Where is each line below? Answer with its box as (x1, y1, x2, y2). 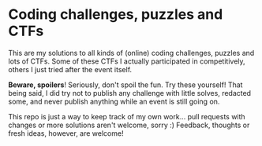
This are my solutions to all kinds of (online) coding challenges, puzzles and (8, 48, 255, 57)
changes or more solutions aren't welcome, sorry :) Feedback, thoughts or (8, 120, 250, 130)
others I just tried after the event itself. (8, 64, 133, 74)
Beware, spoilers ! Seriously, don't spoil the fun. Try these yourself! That (8, 80, 243, 89)
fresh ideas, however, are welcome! (8, 128, 124, 138)
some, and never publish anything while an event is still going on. (8, 97, 220, 106)
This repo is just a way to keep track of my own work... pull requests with (8, 111, 246, 121)
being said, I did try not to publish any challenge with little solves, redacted (8, 88, 251, 97)
